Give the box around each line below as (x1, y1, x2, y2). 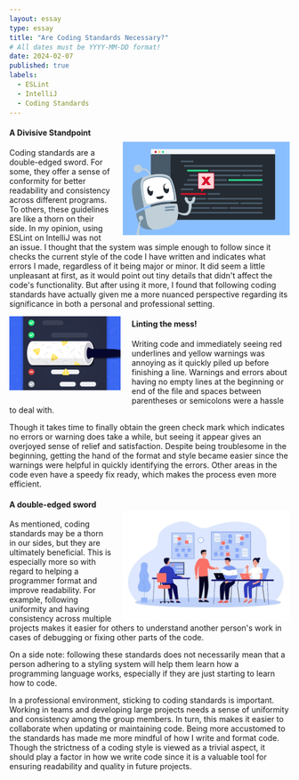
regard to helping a (9, 566, 79, 577)
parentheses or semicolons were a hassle (132, 395, 285, 406)
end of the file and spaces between (132, 385, 262, 396)
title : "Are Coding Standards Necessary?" (9, 33, 169, 42)
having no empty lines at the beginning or (132, 376, 285, 387)
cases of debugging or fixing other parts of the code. (9, 632, 205, 643)
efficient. (9, 478, 42, 489)
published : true (9, 61, 69, 70)
